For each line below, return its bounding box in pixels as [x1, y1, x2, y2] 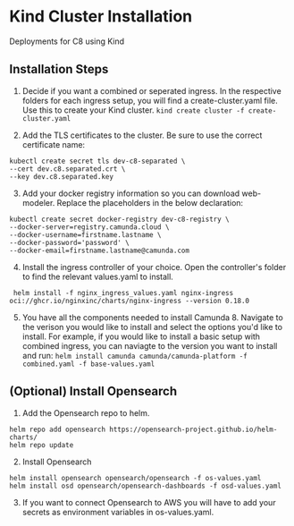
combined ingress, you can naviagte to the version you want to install [21, 340, 278, 351]
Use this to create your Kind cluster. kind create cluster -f [21, 105, 245, 115]
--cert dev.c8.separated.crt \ [9, 164, 126, 174]
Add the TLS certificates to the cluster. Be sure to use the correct [21, 130, 263, 140]
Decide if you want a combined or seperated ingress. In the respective [21, 85, 281, 96]
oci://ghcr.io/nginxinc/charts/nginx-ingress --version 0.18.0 [9, 296, 250, 305]
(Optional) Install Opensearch [9, 384, 178, 399]
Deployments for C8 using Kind [9, 36, 125, 47]
